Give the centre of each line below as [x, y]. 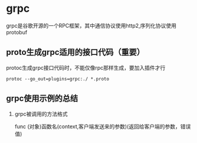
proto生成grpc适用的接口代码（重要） [75, 52]
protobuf [17, 32]
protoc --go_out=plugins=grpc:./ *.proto [58, 79]
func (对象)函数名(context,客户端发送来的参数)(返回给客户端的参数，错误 [103, 126]
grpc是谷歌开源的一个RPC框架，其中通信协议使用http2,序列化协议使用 [91, 25]
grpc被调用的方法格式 [41, 113]
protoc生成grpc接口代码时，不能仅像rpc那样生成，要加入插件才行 [86, 67]
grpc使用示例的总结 [42, 98]
